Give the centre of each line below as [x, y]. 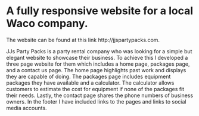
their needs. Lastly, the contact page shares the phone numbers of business [100, 95]
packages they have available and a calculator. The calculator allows [90, 83]
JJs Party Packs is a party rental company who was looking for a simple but [99, 51]
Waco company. [47, 23]
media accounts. [27, 108]
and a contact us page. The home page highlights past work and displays [96, 70]
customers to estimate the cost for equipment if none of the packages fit [95, 89]
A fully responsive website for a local [100, 11]
